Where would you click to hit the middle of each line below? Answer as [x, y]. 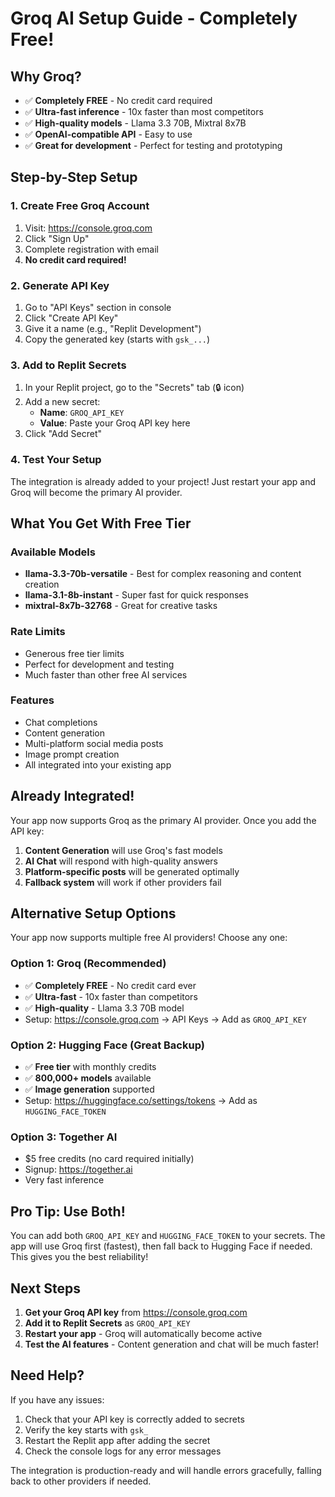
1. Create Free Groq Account [80, 206]
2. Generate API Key [60, 285]
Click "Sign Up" [57, 238]
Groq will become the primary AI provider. [96, 492]
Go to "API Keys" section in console [98, 307]
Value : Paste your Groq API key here [115, 423]
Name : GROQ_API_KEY [82, 413]
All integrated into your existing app [98, 764]
